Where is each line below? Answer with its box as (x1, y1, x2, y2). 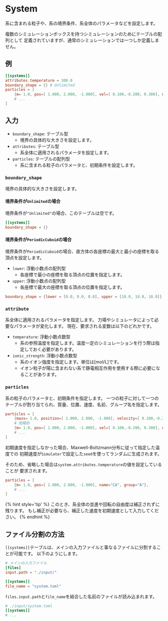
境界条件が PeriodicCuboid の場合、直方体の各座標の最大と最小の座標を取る (5, 249, 159, 255)
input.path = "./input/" (5, 570, 57, 575)
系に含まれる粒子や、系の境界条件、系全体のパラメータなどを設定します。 (5, 20, 158, 26)
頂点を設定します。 (5, 255, 44, 261)
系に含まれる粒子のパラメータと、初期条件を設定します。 (19, 162, 138, 168)
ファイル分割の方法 (5, 530, 64, 539)
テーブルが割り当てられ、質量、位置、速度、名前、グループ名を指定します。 (5, 401, 162, 407)
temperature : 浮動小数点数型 (12, 334, 71, 340)
